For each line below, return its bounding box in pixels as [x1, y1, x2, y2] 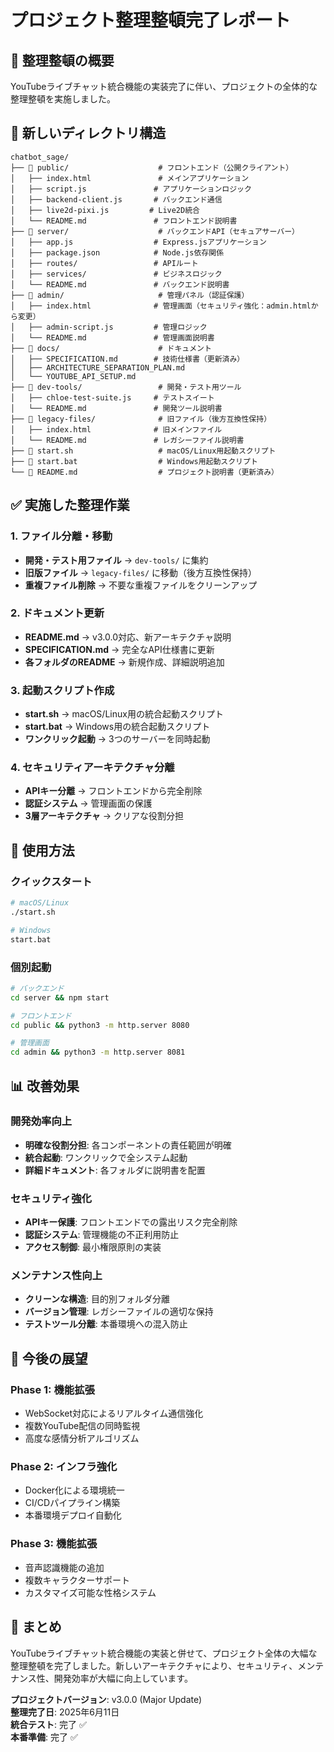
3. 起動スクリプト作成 [10, 683, 115, 697]
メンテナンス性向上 [10, 1269, 103, 1283]
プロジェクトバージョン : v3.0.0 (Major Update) [10, 1693, 203, 1705]
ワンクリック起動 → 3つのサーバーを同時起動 [24, 733, 211, 745]
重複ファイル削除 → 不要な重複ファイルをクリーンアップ [24, 579, 258, 591]
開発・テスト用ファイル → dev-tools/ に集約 [24, 554, 209, 566]
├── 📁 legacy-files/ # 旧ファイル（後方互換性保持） [10, 414, 272, 424]
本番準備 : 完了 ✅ [10, 1731, 78, 1743]
